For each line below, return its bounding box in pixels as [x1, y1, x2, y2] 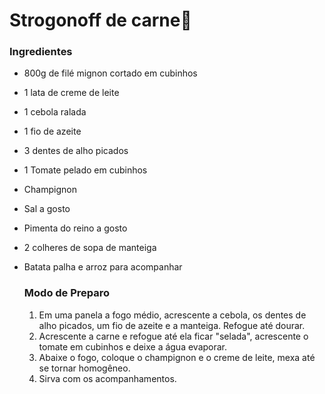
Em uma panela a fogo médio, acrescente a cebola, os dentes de [38, 309, 307, 321]
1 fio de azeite [23, 125, 82, 138]
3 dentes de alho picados [23, 145, 129, 157]
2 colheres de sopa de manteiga [23, 242, 157, 254]
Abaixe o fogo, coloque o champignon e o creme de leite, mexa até [38, 351, 316, 363]
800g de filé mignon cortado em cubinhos [23, 67, 198, 79]
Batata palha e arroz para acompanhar [23, 261, 183, 273]
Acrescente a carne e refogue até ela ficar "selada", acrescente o [38, 330, 309, 342]
